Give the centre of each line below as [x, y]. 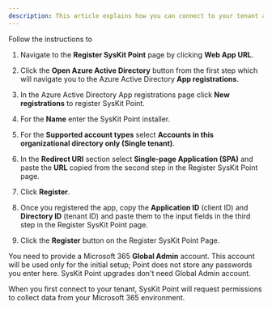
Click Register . [45, 192]
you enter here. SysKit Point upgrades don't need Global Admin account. [130, 273]
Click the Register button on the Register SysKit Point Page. [120, 240]
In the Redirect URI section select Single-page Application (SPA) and [136, 159]
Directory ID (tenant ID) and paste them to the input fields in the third [135, 216]
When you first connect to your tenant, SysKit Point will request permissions [135, 289]
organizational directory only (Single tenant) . [98, 143]
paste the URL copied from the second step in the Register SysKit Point [139, 168]
